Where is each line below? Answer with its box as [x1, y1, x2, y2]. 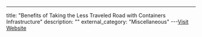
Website [6, 24, 27, 32]
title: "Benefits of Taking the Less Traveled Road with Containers [6, 12, 166, 18]
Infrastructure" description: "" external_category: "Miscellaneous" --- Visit [6, 18, 189, 25]
